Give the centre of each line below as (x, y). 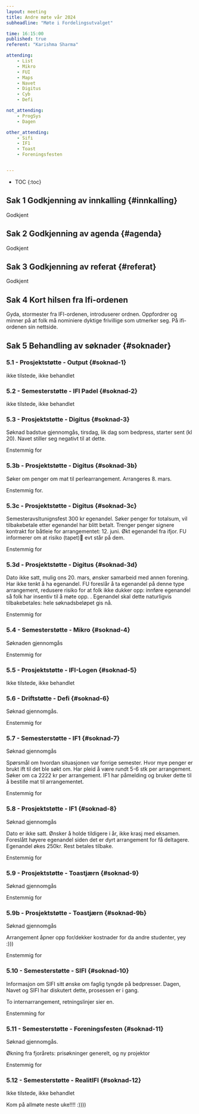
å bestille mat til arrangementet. (45, 782)
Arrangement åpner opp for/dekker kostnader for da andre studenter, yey (96, 938)
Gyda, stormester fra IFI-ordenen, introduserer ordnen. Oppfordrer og (92, 314)
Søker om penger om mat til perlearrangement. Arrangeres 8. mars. (89, 479)
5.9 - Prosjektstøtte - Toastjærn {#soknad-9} (73, 873)
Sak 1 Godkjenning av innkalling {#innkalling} (92, 201)
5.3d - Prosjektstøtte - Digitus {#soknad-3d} (72, 564)
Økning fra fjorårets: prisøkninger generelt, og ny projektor (78, 1053)
